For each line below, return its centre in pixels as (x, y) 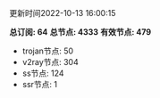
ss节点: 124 (43, 73)
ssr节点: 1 (40, 84)
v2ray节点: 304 (50, 62)
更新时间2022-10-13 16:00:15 (63, 13)
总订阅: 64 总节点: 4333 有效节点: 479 (80, 32)
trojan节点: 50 (48, 51)
